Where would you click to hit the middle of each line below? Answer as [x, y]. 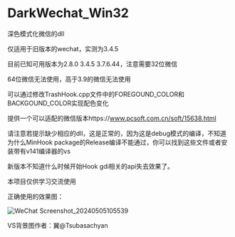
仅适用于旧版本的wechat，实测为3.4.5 [63, 48]
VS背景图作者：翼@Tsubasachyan [58, 225]
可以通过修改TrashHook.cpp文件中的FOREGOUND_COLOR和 [96, 94]
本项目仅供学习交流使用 [42, 181]
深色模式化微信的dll [36, 33]
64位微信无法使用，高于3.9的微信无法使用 [69, 79]
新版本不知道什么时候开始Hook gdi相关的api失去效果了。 [91, 166]
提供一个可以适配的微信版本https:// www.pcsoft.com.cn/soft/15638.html [112, 118]
